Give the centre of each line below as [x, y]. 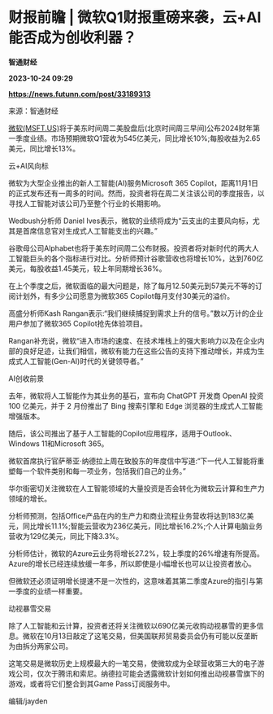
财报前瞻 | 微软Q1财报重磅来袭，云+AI [135, 18]
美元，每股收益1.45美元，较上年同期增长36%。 [87, 268]
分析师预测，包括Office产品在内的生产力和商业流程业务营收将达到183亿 [128, 515]
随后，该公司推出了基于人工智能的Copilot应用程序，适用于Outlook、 [123, 433]
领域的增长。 [30, 498]
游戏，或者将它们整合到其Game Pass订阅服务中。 [91, 683]
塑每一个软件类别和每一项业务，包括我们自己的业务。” [97, 471]
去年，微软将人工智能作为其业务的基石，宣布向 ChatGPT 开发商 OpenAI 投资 [136, 396]
